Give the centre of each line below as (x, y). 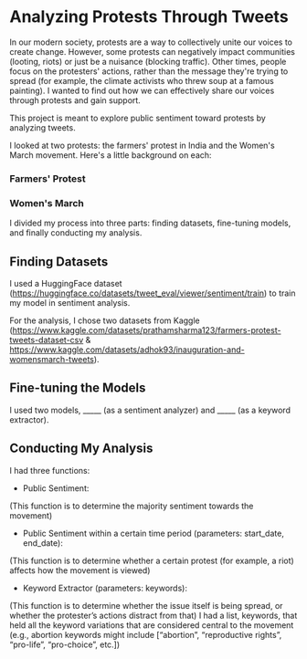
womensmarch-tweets (52, 359)
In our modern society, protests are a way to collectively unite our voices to (151, 42)
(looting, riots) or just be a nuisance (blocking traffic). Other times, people (148, 61)
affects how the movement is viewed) (80, 570)
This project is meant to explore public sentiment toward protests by (138, 118)
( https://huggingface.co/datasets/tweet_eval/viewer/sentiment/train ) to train (153, 293)
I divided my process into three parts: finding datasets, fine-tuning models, (150, 223)
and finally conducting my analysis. (76, 233)
